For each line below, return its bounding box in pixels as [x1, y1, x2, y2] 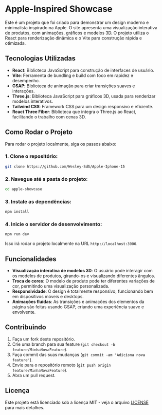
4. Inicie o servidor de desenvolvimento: [5, 221, 102, 227]
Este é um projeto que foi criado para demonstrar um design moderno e [5, 19, 149, 25]
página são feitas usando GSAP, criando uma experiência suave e [12, 304, 144, 310]
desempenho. [12, 77, 40, 83]
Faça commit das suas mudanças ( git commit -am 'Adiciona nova [12, 352, 145, 358]
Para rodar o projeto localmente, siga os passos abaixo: [5, 141, 117, 147]
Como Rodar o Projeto [5, 128, 73, 136]
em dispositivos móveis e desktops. [12, 294, 84, 300]
